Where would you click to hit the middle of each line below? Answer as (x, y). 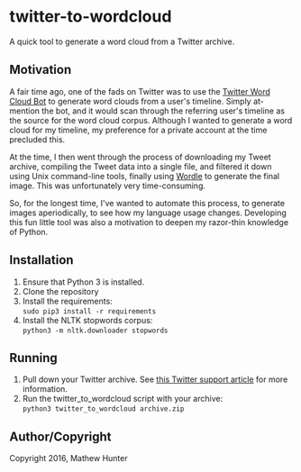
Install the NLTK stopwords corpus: (87, 320)
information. (45, 389)
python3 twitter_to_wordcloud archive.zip (103, 409)
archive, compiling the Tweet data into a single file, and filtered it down (141, 166)
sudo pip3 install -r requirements (89, 311)
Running (34, 358)
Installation (41, 260)
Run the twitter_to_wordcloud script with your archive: (123, 399)
